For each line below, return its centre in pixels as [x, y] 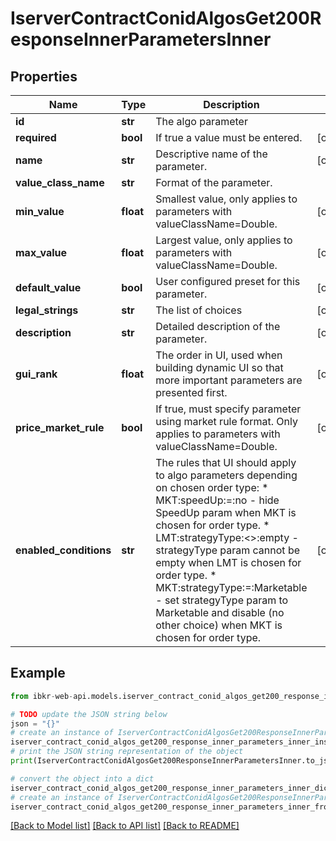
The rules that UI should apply [226, 462]
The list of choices [199, 310]
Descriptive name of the [211, 154]
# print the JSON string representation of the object [127, 752]
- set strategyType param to [222, 600]
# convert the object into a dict [82, 778]
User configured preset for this [228, 281]
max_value [41, 252]
